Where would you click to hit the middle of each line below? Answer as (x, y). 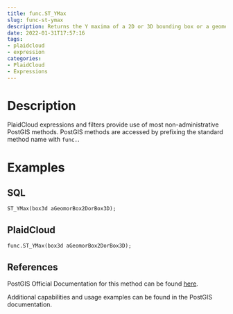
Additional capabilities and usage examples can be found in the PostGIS (110, 297)
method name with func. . (43, 140)
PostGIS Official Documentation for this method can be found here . (103, 284)
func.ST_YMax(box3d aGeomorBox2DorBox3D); (69, 246)
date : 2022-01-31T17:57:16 (46, 33)
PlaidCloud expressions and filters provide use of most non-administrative (113, 124)
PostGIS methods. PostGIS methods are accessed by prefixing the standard (115, 132)
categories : (24, 59)
